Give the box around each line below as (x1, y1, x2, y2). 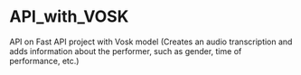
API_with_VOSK (9, 6, 129, 27)
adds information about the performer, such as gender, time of (9, 45, 242, 56)
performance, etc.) (9, 55, 80, 66)
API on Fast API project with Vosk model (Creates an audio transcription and (9, 36, 293, 47)
